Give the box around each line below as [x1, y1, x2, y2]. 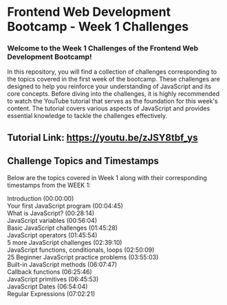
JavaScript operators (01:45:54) [7, 230, 98, 239]
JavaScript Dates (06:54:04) [7, 282, 88, 291]
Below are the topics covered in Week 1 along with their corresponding [7, 173, 208, 181]
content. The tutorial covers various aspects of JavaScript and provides [7, 104, 210, 112]
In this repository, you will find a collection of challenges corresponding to [7, 68, 217, 76]
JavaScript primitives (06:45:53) [7, 275, 99, 283]
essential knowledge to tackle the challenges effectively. [7, 112, 167, 120]
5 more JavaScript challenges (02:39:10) [7, 238, 122, 246]
